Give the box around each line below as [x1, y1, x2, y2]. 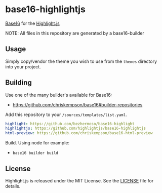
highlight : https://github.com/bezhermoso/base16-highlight [5, 121, 135, 126]
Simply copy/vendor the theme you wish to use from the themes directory [5, 58, 157, 64]
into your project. [5, 63, 42, 69]
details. [5, 183, 21, 189]
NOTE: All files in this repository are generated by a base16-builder [5, 30, 144, 36]
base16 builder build [12, 150, 58, 156]
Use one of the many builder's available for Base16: [5, 92, 112, 98]
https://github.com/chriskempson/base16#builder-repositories [12, 101, 143, 107]
